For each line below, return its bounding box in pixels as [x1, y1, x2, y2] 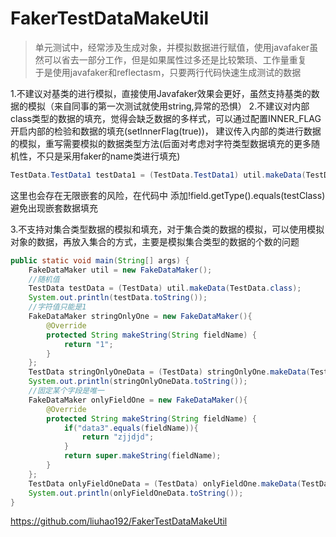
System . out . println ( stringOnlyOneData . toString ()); [28, 377, 248, 387]
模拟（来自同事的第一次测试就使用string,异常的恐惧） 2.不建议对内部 [27, 100, 310, 112]
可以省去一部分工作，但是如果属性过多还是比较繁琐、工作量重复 [43, 53, 307, 66]
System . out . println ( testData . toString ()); [28, 293, 208, 303]
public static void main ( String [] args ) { [10, 255, 190, 266]
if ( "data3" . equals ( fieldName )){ [63, 423, 199, 433]
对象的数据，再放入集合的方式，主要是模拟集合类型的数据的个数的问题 [10, 235, 300, 247]
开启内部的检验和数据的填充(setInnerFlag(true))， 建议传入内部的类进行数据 [10, 125, 322, 137]
